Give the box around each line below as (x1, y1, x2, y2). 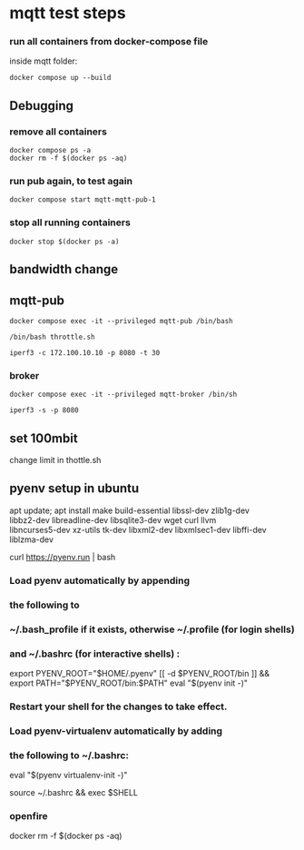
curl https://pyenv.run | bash (9, 551, 116, 562)
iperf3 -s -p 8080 (9, 406, 79, 415)
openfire (9, 810, 48, 823)
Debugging (9, 98, 74, 114)
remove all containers (9, 125, 107, 138)
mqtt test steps (9, 3, 126, 24)
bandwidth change (9, 262, 119, 277)
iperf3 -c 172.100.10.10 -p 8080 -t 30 (9, 348, 161, 357)
